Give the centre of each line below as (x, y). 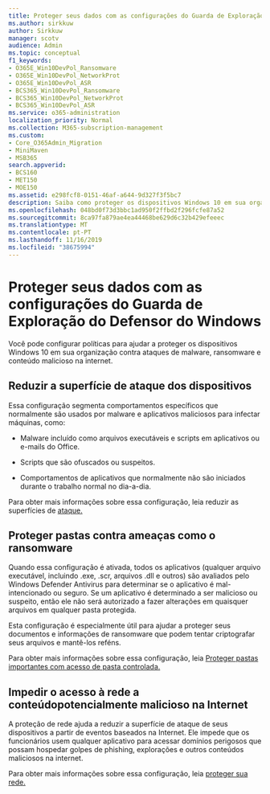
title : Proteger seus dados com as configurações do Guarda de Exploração (136, 16)
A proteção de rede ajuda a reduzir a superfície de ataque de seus (118, 724)
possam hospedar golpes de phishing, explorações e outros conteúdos (126, 750)
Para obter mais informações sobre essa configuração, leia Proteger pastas (133, 658)
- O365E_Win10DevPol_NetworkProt (64, 76)
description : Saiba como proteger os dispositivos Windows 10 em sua (127, 203)
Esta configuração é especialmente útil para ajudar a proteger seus (120, 626)
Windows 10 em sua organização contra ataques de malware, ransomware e (135, 352)
